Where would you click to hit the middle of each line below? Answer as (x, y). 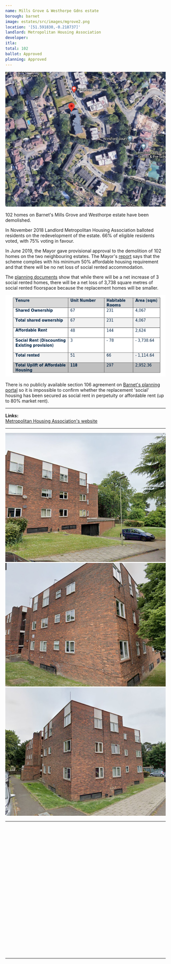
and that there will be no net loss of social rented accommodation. (75, 267)
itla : (11, 43)
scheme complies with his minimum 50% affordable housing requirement (82, 262)
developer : (17, 38)
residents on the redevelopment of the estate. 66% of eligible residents (80, 236)
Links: (12, 416)
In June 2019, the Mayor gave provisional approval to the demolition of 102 (83, 251)
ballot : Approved (24, 54)
